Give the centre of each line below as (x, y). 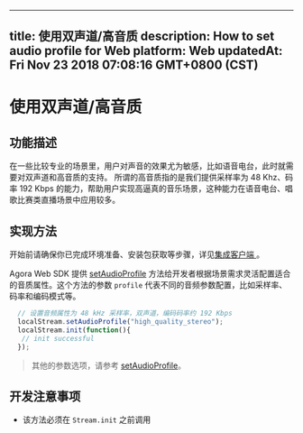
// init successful (58, 338)
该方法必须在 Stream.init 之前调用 (87, 419)
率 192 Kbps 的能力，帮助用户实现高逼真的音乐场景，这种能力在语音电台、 (147, 189)
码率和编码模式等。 (45, 296)
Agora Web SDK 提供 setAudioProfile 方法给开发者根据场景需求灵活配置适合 (150, 274)
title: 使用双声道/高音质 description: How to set (142, 37)
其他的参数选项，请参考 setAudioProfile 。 (109, 365)
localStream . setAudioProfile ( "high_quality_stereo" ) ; (120, 322)
